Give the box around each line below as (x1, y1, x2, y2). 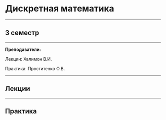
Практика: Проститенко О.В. (5, 65, 65, 72)
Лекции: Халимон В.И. (5, 56, 52, 62)
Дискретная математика (5, 3, 115, 14)
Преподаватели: (5, 46, 41, 52)
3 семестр (5, 29, 40, 37)
